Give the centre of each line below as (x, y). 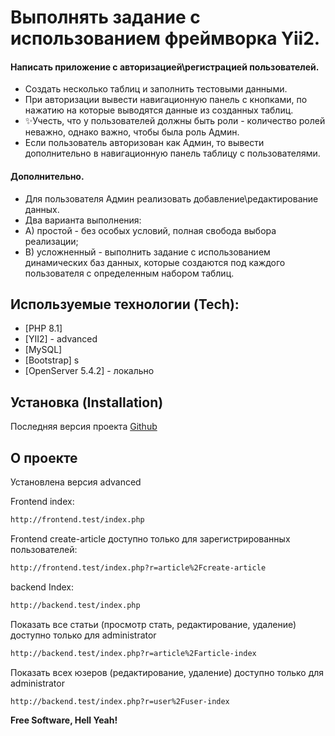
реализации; (51, 241)
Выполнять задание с (105, 17)
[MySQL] (43, 350)
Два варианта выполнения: (83, 220)
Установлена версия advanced (76, 482)
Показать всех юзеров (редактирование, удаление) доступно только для (167, 672)
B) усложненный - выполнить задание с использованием (147, 252)
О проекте (44, 457)
